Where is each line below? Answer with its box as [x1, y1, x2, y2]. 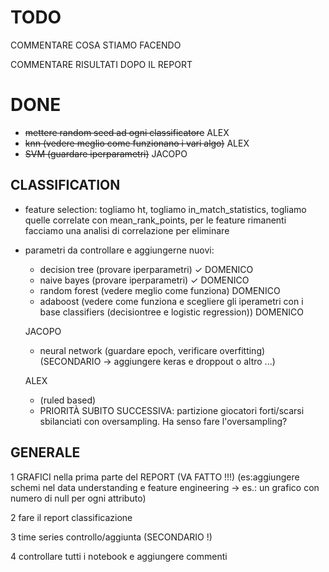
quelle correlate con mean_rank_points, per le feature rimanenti [24, 214, 287, 226]
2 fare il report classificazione [10, 511, 133, 523]
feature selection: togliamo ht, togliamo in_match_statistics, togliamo [24, 203, 307, 215]
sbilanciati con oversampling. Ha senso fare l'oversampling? [39, 415, 288, 427]
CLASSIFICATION [10, 177, 121, 194]
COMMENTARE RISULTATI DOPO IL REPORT [10, 58, 193, 70]
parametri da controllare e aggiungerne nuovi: [24, 244, 215, 256]
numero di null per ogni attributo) [10, 492, 147, 504]
